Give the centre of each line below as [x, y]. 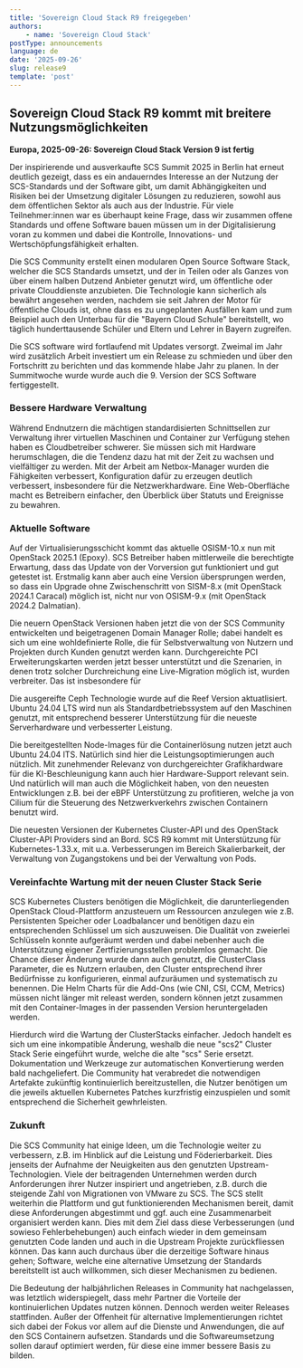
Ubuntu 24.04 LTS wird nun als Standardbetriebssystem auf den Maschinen [151, 708]
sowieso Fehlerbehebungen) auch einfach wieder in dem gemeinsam [138, 1231]
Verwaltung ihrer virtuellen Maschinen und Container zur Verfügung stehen [150, 437]
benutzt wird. [34, 812]
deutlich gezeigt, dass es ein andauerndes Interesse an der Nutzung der [144, 177]
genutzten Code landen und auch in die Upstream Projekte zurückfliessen [147, 1241]
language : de [34, 52]
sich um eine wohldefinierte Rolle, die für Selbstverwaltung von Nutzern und [151, 643]
